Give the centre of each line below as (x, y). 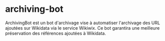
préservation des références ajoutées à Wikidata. (56, 33)
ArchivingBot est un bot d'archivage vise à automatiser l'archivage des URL (83, 23)
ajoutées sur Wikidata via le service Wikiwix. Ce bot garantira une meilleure (82, 28)
